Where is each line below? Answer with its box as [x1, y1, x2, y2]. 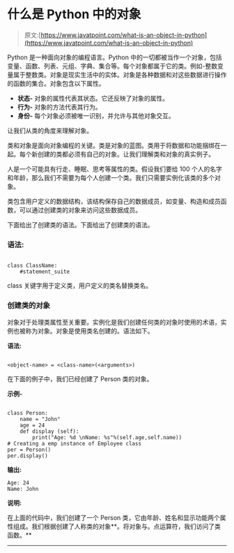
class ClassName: [7, 263, 58, 270]
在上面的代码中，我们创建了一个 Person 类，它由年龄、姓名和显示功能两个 [7, 513, 221, 522]
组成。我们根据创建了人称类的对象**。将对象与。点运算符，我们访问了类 [13, 522, 221, 531]
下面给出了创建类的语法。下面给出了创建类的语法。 [7, 221, 154, 229]
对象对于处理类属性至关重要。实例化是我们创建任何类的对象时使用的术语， [7, 318, 221, 326]
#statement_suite [19, 268, 70, 276]
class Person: [7, 409, 49, 416]
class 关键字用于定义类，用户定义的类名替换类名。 [7, 281, 152, 290]
